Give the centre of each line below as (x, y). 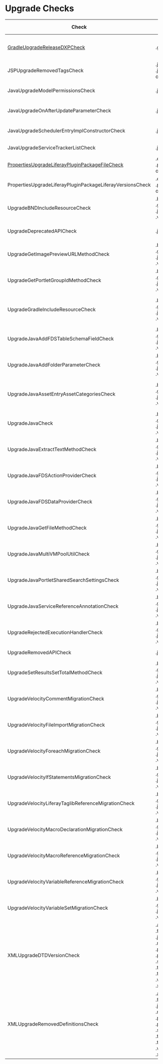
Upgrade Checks (40, 9)
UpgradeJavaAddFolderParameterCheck (54, 364)
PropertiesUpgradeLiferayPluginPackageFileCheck (65, 164)
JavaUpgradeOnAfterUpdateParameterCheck (59, 110)
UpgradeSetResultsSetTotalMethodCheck (55, 672)
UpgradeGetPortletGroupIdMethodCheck (54, 280)
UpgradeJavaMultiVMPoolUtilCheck (49, 554)
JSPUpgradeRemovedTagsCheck (46, 70)
